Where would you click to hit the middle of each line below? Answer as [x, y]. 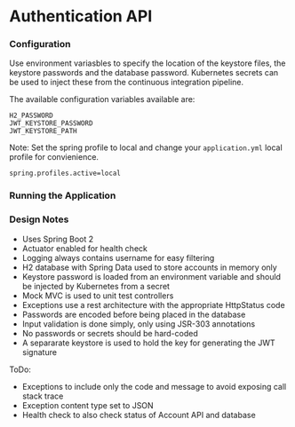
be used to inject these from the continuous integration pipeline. [127, 83]
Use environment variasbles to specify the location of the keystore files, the [147, 63]
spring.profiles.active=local [65, 174]
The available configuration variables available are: [102, 99]
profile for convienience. [54, 157]
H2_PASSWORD [31, 116]
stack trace [43, 396]
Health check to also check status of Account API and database [139, 415]
